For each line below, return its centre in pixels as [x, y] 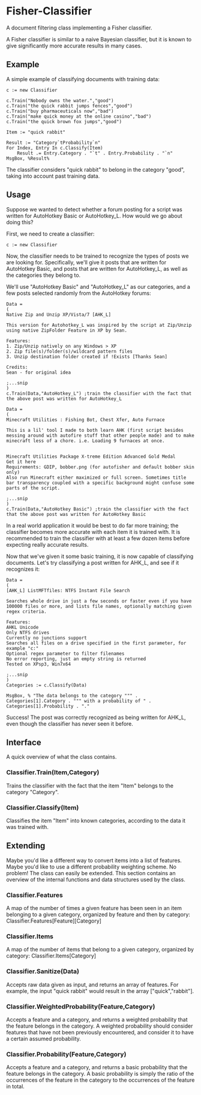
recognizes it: [23, 569]
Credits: [17, 367]
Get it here [21, 462]
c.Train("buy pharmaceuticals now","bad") [60, 111]
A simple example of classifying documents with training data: [83, 79]
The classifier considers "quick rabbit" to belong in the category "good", [95, 169]
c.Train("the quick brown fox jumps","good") [64, 121]
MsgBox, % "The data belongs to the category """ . [72, 696]
